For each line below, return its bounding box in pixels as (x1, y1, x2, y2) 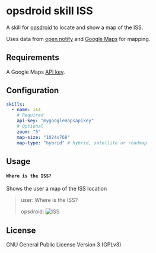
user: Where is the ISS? (20, 197, 78, 204)
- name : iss (11, 107, 42, 113)
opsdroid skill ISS (6, 4, 93, 18)
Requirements (6, 52, 59, 63)
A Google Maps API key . (6, 68, 65, 75)
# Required (17, 112, 44, 118)
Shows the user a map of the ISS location (6, 185, 107, 192)
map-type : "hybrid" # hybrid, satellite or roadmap (17, 140, 147, 146)
